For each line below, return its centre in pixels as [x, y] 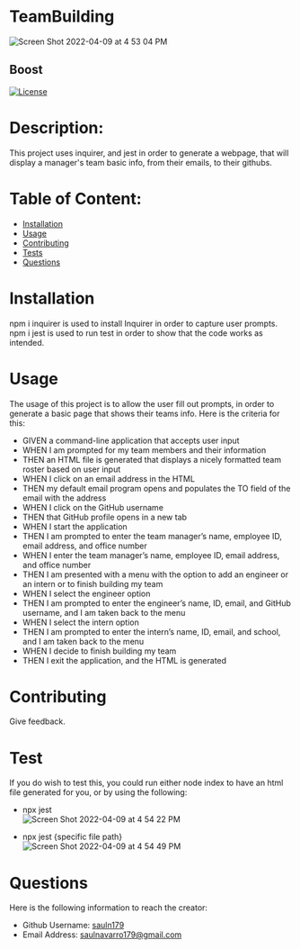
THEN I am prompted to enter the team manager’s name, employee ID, [152, 536]
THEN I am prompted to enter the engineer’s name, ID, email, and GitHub [157, 603]
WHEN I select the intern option [80, 622]
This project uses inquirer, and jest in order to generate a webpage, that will [149, 153]
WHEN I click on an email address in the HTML [109, 478]
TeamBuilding [62, 17]
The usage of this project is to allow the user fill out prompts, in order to [142, 403]
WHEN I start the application [75, 526]
